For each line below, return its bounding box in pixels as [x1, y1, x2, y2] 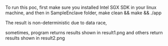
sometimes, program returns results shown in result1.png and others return [5, 30, 163, 35]
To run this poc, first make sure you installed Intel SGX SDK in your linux [5, 5, 157, 10]
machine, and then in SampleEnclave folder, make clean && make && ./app [5, 10, 162, 16]
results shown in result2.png [5, 35, 65, 41]
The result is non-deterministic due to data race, [5, 20, 107, 26]
